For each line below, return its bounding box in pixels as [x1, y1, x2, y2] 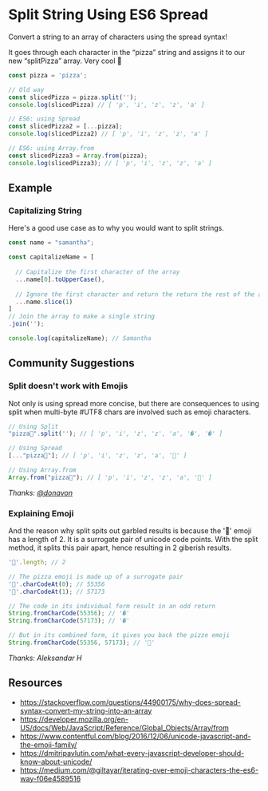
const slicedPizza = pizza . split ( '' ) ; [8, 93, 137, 101]
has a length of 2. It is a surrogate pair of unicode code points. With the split [8, 535, 258, 544]
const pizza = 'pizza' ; [8, 71, 88, 79]
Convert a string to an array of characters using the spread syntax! [8, 32, 227, 42]
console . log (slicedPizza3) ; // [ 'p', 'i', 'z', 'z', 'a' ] [8, 159, 213, 167]
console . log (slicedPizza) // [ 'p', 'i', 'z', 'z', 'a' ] [8, 101, 205, 109]
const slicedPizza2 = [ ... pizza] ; [8, 122, 124, 131]
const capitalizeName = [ [8, 253, 94, 261]
